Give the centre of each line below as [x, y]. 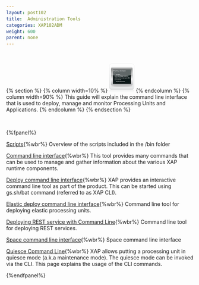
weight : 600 [21, 32]
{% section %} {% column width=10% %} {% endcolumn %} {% [98, 91]
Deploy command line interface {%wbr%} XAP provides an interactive [91, 180]
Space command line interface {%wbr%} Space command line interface [94, 240]
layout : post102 [26, 12]
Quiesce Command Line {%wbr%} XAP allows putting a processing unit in [96, 251]
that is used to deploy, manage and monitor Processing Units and [86, 104]
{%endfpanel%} [26, 275]
